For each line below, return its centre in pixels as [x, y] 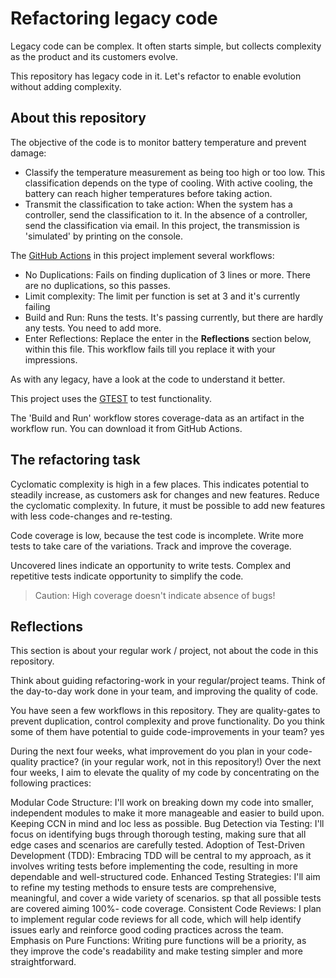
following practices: [51, 783]
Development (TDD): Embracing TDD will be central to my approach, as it [161, 856]
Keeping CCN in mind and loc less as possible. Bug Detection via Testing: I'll [167, 824]
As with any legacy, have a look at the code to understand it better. [148, 379]
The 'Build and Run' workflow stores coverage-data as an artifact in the [157, 418]
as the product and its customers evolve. [94, 56]
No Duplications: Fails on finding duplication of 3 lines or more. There [168, 274]
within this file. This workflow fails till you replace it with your [150, 349]
